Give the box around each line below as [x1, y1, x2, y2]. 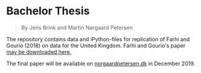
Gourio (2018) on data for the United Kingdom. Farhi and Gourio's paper [6, 42, 186, 49]
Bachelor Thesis [6, 4, 90, 18]
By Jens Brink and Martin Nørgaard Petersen [21, 24, 133, 31]
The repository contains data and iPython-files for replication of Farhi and [6, 35, 190, 42]
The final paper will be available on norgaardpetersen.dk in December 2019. [6, 60, 196, 67]
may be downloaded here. [6, 48, 71, 55]
